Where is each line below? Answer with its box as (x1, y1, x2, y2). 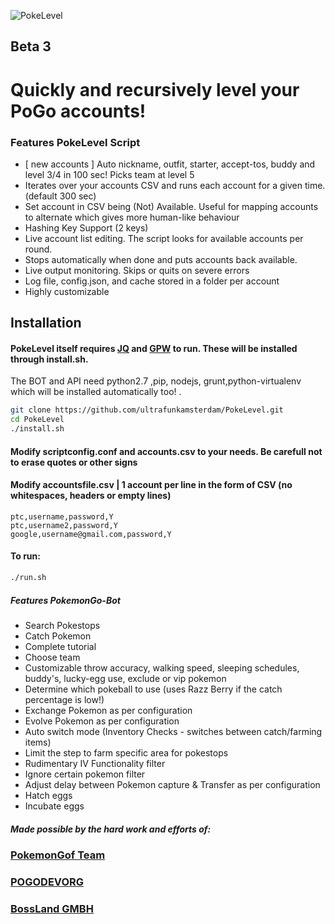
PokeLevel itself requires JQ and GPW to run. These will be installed (10, 342, 298, 354)
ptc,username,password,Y (10, 511, 114, 522)
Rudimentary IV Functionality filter (24, 757, 166, 769)
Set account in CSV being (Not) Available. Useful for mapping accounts (24, 200, 319, 212)
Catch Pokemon (24, 630, 92, 642)
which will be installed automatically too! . (10, 386, 182, 398)
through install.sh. (10, 353, 89, 365)
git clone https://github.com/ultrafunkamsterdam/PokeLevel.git (10, 405, 284, 415)
